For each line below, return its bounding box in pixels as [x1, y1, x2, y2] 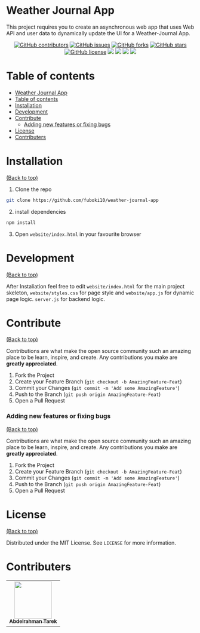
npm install [6, 219, 36, 226]
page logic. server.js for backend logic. [6, 295, 106, 302]
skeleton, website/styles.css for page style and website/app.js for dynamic [6, 289, 195, 296]
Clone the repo [14, 186, 52, 193]
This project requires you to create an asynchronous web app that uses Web [6, 23, 195, 30]
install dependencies [14, 208, 66, 215]
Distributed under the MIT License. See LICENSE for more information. [6, 539, 176, 546]
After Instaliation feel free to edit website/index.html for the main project [6, 282, 185, 290]
